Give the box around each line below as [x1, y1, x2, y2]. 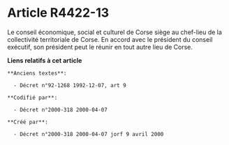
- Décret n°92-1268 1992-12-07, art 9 [13, 82, 127, 89]
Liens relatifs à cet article [7, 56, 82, 64]
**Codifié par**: [7, 94, 58, 101]
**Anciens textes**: [7, 70, 68, 77]
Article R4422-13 [7, 5, 110, 21]
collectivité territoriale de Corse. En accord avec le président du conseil [7, 35, 213, 43]
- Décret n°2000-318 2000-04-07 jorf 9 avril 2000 [13, 130, 164, 137]
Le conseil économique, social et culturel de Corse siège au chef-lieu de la [7, 28, 222, 36]
